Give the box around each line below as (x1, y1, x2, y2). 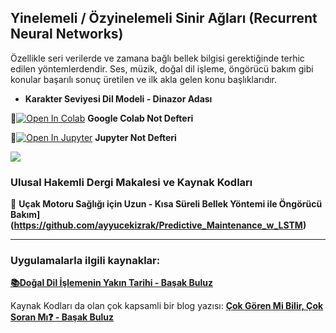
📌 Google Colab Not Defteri (10, 112, 194, 124)
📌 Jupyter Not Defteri (10, 131, 177, 143)
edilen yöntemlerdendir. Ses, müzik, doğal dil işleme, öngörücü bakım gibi (10, 62, 314, 75)
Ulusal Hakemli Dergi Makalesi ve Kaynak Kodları (10, 175, 253, 189)
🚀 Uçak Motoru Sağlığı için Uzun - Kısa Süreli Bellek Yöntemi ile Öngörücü (10, 198, 323, 210)
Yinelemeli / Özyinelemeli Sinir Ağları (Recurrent (10, 10, 318, 27)
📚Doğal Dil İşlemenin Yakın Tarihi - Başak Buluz (10, 277, 213, 289)
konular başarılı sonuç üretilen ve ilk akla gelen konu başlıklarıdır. (10, 73, 278, 85)
